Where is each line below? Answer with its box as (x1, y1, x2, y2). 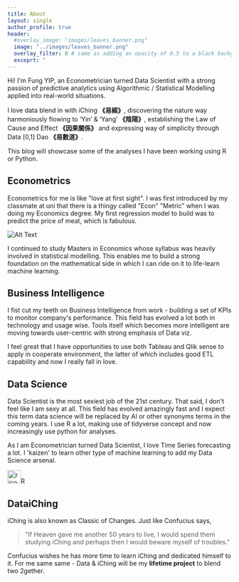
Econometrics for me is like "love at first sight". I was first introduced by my (7, 193, 228, 203)
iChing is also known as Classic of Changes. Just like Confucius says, (7, 517, 212, 524)
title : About (7, 10, 46, 18)
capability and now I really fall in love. (7, 357, 117, 366)
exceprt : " (14, 57, 46, 64)
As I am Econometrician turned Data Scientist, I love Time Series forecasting (7, 441, 231, 450)
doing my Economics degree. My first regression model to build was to (7, 209, 215, 217)
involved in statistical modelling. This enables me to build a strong (7, 252, 201, 260)
